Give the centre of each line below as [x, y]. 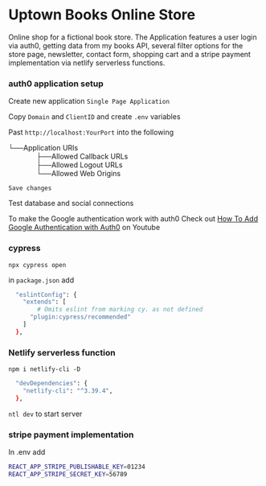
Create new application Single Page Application [89, 101]
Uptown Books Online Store [102, 15]
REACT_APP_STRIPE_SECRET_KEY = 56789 [68, 474]
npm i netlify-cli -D [45, 369]
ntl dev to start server [45, 414]
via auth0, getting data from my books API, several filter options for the [126, 45]
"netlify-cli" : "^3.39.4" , [68, 391]
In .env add [27, 452]
